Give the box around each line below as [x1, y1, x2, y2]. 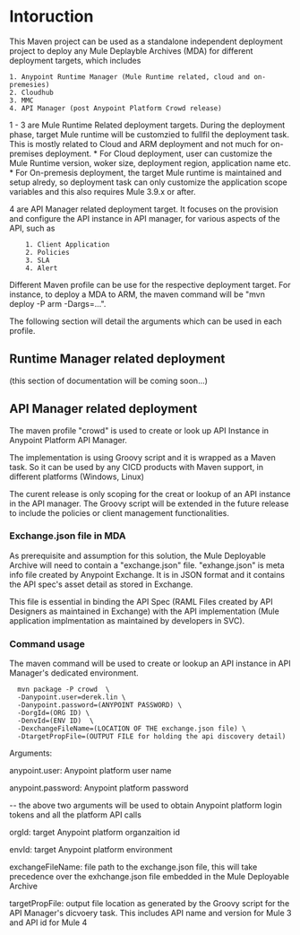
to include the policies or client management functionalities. [9, 507, 230, 518]
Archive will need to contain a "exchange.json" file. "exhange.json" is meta [9, 559, 285, 571]
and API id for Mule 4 [9, 917, 88, 928]
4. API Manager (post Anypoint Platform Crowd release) [9, 103, 222, 113]
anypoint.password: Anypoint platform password [9, 782, 189, 793]
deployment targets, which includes [9, 55, 141, 66]
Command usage [9, 637, 85, 650]
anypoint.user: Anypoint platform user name [9, 765, 172, 776]
